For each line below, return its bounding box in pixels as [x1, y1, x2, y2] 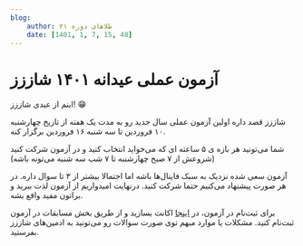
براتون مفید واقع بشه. [10, 190, 83, 201]
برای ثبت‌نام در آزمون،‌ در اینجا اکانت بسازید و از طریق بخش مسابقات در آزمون [10, 207, 276, 218]
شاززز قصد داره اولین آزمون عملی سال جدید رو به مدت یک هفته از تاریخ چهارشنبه [10, 117, 287, 128]
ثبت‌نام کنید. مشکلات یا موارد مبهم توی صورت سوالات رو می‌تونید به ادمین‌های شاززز [10, 217, 295, 228]
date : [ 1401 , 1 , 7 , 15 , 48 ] [26, 30, 132, 39]
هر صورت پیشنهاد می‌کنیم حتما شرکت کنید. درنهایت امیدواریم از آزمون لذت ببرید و [10, 180, 287, 191]
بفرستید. [10, 227, 40, 238]
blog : [10, 13, 31, 23]
